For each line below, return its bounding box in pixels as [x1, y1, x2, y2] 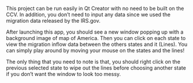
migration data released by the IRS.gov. [6, 17, 101, 24]
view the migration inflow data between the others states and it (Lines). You [6, 41, 188, 48]
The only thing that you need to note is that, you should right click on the [6, 58, 181, 65]
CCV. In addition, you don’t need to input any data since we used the [6, 11, 171, 18]
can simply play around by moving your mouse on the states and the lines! [6, 47, 185, 54]
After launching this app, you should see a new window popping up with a [6, 28, 184, 35]
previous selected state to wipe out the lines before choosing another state [6, 64, 187, 71]
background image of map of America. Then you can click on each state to [6, 35, 186, 41]
